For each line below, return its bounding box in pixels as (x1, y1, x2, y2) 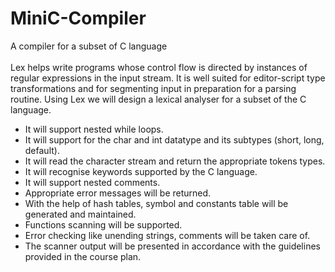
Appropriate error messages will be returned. (24, 187, 212, 199)
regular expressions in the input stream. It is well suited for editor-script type (10, 72, 326, 84)
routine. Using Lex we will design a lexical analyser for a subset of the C (10, 93, 307, 105)
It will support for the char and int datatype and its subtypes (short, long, (24, 133, 325, 146)
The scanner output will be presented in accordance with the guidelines (24, 240, 321, 252)
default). (24, 144, 60, 156)
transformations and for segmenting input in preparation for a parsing (10, 82, 297, 94)
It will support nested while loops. (24, 123, 164, 135)
